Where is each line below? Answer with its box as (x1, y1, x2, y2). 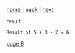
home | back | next (6, 6, 54, 13)
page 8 (6, 40, 24, 47)
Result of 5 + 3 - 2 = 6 (6, 29, 70, 35)
